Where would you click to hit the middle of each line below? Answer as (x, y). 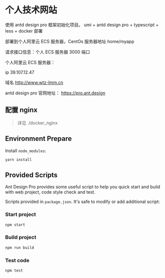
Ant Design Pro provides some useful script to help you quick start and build (83, 187)
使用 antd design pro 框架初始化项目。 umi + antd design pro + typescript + (82, 25)
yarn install (19, 159)
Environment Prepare (39, 139)
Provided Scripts (31, 175)
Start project (21, 214)
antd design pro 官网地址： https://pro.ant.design (55, 93)
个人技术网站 (31, 10)
